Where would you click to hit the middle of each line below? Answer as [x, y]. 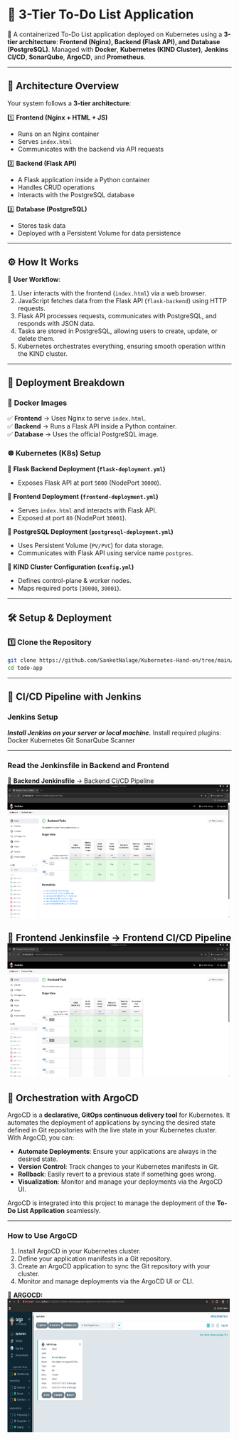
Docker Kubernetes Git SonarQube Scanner [71, 740]
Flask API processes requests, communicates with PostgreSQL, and [117, 315]
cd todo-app [25, 668]
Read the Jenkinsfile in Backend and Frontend [88, 765]
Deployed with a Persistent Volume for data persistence [99, 233]
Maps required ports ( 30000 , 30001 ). [69, 588]
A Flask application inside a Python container [84, 179]
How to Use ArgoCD [43, 1236]
